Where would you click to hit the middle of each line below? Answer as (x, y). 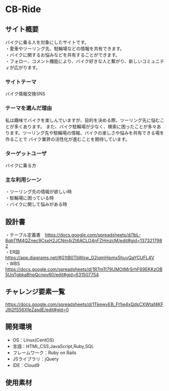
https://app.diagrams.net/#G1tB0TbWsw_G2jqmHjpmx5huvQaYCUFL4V (80, 258)
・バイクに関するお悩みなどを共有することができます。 (63, 55)
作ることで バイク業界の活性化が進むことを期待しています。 (68, 139)
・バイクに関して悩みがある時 (36, 204)
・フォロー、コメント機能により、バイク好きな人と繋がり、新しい (74, 61)
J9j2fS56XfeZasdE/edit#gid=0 (37, 310)
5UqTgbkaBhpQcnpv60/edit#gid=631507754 (52, 275)
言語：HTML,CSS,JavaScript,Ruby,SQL (53, 346)
